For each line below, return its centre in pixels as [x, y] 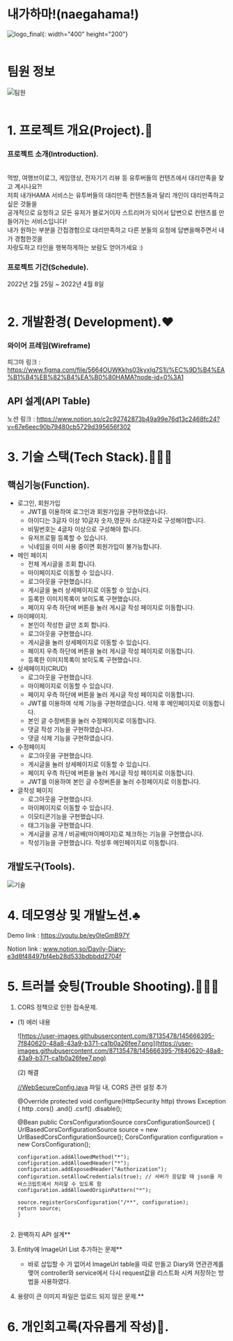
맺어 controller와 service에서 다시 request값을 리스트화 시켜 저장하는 [122, 1273]
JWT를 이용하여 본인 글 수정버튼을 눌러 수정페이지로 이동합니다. [114, 782]
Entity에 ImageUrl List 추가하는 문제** [70, 1249]
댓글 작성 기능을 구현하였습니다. [70, 729]
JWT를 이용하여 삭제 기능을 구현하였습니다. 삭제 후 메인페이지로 [114, 703]
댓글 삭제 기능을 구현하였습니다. [70, 738]
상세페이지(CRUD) [42, 668]
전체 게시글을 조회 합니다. [62, 564]
